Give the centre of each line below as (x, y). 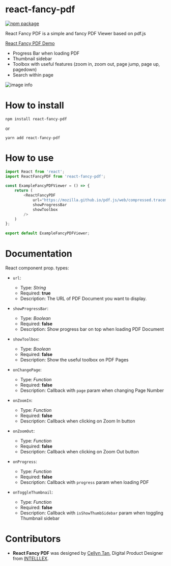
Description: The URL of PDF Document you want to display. (83, 299)
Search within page (33, 75)
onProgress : (25, 461)
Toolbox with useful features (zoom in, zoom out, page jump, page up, (86, 64)
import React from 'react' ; (35, 171)
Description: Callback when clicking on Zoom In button (78, 421)
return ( (24, 191)
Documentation (39, 254)
